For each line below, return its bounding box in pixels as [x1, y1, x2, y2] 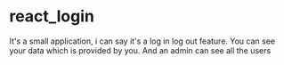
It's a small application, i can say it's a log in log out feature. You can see [9, 36, 276, 46]
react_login [9, 6, 95, 27]
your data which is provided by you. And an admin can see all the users [9, 45, 272, 55]
